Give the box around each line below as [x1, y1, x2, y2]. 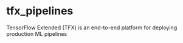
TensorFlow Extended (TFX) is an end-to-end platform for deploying [6, 24, 178, 31]
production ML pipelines [6, 30, 67, 37]
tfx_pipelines [6, 4, 74, 18]
